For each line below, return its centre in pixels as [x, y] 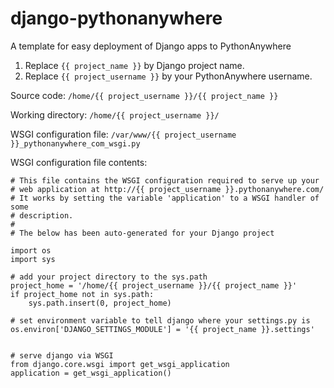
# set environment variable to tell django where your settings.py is [160, 320]
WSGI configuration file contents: [79, 162]
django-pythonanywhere [116, 18]
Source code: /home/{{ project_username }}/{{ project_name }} [144, 95]
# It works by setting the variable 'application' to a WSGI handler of [165, 198]
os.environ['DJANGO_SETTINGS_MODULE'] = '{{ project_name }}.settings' [162, 329]
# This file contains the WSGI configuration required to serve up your [165, 180]
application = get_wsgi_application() [91, 373]
